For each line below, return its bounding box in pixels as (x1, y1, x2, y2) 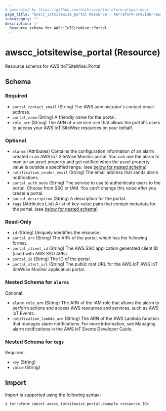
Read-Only (5, 218, 32, 225)
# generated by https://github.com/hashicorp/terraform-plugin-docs (5, 7, 149, 12)
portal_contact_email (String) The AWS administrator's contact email (12, 103, 154, 109)
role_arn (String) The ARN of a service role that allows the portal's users (12, 119, 161, 125)
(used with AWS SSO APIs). (12, 251, 68, 257)
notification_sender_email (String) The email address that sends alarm (12, 169, 159, 176)
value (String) (12, 364, 41, 370)
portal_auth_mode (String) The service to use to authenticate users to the (12, 180, 161, 186)
